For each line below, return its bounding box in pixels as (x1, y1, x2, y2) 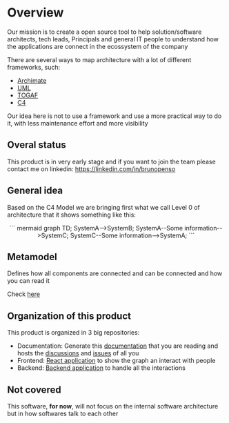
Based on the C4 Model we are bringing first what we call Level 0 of (7, 203, 200, 211)
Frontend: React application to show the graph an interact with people (17, 357, 216, 365)
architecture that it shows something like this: (7, 210, 137, 219)
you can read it (7, 277, 50, 285)
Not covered (7, 384, 61, 395)
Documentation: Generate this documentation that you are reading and (17, 342, 219, 350)
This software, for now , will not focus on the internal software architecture (7, 402, 219, 410)
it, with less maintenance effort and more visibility (7, 119, 148, 127)
